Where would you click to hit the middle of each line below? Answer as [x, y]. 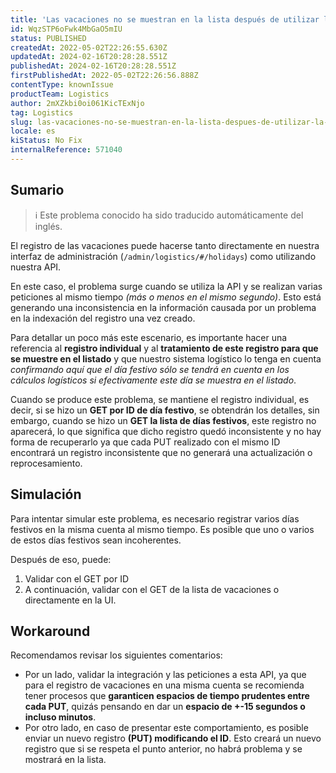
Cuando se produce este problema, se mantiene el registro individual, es [160, 399]
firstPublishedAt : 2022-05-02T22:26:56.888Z [104, 76]
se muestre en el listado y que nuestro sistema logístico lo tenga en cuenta [166, 358]
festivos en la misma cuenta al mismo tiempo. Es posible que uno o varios [162, 529]
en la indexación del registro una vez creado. [103, 318]
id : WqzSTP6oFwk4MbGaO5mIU [66, 29]
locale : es [33, 131]
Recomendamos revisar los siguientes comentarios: [116, 655]
